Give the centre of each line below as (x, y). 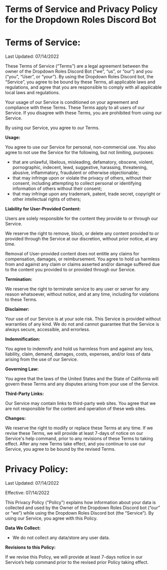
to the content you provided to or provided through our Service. (71, 270)
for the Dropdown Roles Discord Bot (81, 20)
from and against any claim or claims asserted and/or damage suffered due (83, 264)
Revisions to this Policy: (30, 548)
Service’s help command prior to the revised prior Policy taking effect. (77, 563)
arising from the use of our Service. (42, 360)
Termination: (19, 279)
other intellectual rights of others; (47, 199)
